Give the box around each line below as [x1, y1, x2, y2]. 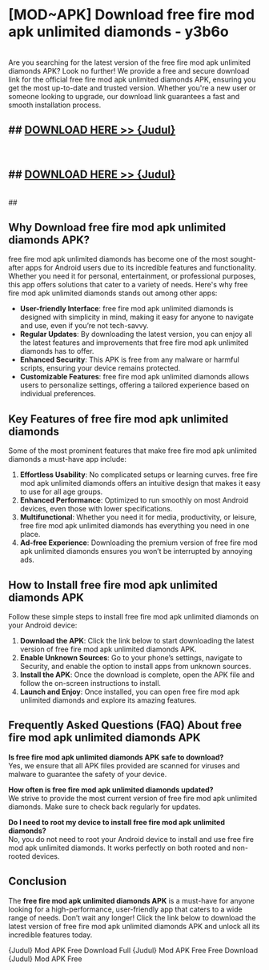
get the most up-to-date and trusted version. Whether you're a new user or [8, 82, 256, 93]
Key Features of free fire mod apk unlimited [8, 412, 229, 426]
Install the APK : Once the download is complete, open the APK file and [19, 670, 255, 679]
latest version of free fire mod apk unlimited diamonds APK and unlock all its [8, 921, 260, 931]
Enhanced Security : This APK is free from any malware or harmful [19, 355, 240, 365]
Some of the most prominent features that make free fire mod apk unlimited [8, 446, 258, 455]
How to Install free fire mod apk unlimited [8, 578, 219, 591]
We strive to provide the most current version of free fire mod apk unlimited [8, 793, 258, 803]
